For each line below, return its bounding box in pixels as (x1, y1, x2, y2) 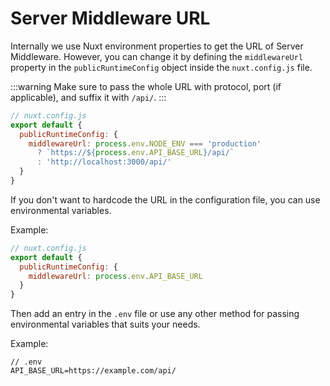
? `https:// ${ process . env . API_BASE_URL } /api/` (36, 148, 235, 158)
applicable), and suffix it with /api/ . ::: (10, 91, 167, 103)
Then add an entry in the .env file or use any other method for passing (10, 308, 300, 320)
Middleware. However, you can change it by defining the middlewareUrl (10, 50, 304, 62)
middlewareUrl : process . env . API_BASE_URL (28, 271, 203, 281)
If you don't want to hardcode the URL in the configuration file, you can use (10, 193, 321, 206)
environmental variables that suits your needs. (10, 318, 201, 331)
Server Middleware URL (10, 7, 211, 30)
